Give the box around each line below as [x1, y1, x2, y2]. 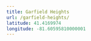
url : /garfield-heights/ [6, 14, 70, 20]
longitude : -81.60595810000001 [6, 25, 86, 32]
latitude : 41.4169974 [6, 20, 62, 26]
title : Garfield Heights [6, 8, 70, 15]
